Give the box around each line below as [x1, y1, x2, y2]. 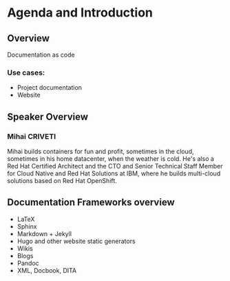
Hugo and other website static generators [17, 237, 136, 245]
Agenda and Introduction [7, 5, 154, 21]
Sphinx [17, 222, 37, 231]
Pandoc [17, 259, 39, 267]
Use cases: [7, 68, 45, 77]
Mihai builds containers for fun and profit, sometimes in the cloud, [7, 147, 194, 155]
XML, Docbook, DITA [17, 266, 77, 274]
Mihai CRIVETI [7, 131, 56, 141]
